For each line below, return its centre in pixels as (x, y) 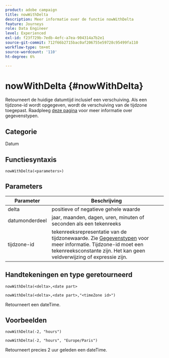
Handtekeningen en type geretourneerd (69, 275)
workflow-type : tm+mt (28, 47)
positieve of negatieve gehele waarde (96, 209)
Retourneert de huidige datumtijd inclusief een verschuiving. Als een (76, 100)
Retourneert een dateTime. (33, 304)
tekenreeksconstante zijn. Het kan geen (98, 250)
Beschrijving (107, 201)
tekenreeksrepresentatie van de (89, 232)
